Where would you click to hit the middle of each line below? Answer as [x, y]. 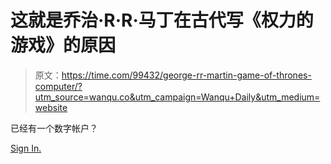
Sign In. [26, 148]
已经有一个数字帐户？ [54, 128]
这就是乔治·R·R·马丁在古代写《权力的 [162, 20]
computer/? [58, 86]
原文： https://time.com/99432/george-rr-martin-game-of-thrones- [173, 75]
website [51, 107]
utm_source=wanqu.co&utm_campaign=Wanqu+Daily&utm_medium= [177, 97]
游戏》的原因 [63, 45]
